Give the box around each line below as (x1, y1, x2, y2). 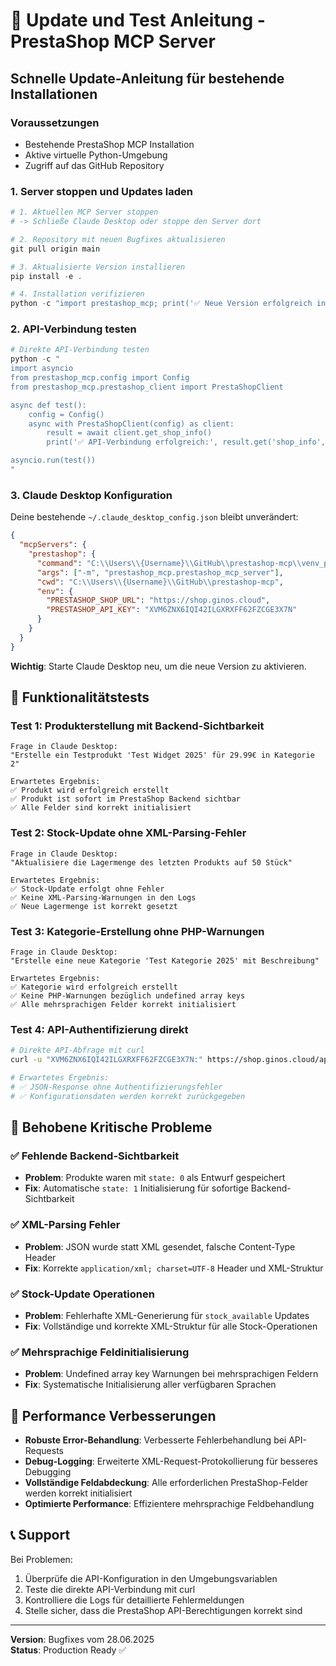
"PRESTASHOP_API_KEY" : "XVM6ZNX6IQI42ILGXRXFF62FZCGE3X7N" (46, 605, 298, 615)
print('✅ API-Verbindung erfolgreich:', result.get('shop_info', (46, 437, 327, 448)
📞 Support (10, 1527, 71, 1544)
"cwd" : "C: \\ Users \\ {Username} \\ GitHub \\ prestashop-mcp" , (36, 577, 284, 587)
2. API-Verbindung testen (10, 322, 137, 336)
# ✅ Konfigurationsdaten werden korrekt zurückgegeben (10, 1091, 246, 1101)
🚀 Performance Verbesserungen (10, 1407, 217, 1424)
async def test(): (10, 400, 87, 410)
